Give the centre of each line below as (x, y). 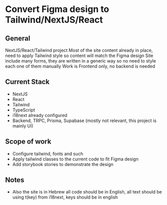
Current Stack (27, 82)
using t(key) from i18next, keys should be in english (65, 197)
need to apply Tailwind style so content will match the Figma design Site (79, 55)
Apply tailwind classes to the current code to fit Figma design (75, 159)
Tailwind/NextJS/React (54, 20)
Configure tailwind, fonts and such (48, 153)
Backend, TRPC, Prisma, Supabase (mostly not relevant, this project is (84, 120)
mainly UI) (23, 125)
